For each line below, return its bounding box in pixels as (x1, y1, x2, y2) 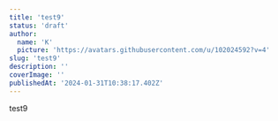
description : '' (9, 63, 69, 72)
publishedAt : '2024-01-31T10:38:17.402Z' (9, 79, 164, 87)
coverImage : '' (9, 71, 65, 79)
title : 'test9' (9, 12, 65, 22)
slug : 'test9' (9, 54, 62, 63)
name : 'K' (17, 37, 53, 47)
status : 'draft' (9, 21, 69, 30)
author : (9, 29, 38, 38)
